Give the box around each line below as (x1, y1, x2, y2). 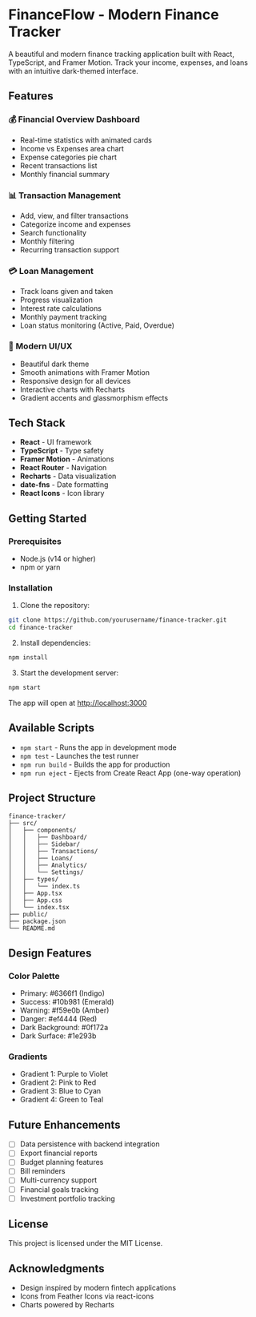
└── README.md (8, 924, 56, 932)
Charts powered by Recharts (19, 1300, 114, 1310)
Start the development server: (19, 667, 119, 678)
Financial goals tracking (19, 1184, 98, 1194)
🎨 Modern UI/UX (8, 340, 73, 352)
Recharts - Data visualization (19, 471, 117, 481)
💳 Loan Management (8, 265, 94, 276)
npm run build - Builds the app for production (19, 759, 170, 769)
